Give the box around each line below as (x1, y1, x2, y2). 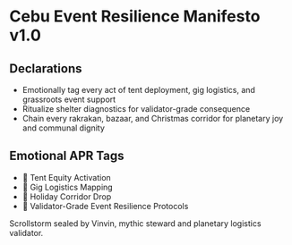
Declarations (9, 61, 82, 76)
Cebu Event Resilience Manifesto (9, 6, 261, 27)
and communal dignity (21, 122, 106, 133)
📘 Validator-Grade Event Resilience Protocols (21, 200, 189, 211)
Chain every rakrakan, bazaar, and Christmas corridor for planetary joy (21, 114, 284, 123)
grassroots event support (21, 94, 116, 105)
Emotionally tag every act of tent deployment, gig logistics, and (21, 85, 255, 95)
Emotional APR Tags (9, 148, 125, 164)
